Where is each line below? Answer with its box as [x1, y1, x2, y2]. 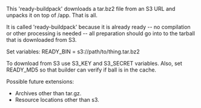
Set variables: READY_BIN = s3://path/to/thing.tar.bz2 [6, 48, 140, 55]
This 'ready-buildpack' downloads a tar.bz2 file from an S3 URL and [6, 5, 176, 12]
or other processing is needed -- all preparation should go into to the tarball [6, 30, 196, 37]
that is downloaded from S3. [6, 36, 77, 43]
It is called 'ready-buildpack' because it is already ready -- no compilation [6, 24, 191, 30]
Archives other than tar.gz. [15, 90, 82, 96]
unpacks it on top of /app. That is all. [6, 12, 98, 19]
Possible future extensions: [6, 78, 74, 85]
